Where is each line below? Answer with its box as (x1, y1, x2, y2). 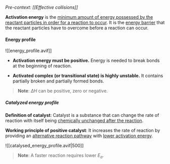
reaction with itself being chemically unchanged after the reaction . (5, 117, 144, 124)
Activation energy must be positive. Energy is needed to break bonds (12, 58, 160, 64)
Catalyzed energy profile (5, 99, 59, 105)
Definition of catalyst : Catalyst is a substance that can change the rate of (5, 112, 159, 118)
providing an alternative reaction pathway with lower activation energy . (5, 133, 153, 139)
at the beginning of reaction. (12, 63, 72, 69)
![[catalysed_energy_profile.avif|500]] (5, 143, 84, 149)
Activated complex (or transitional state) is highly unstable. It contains (12, 73, 163, 79)
